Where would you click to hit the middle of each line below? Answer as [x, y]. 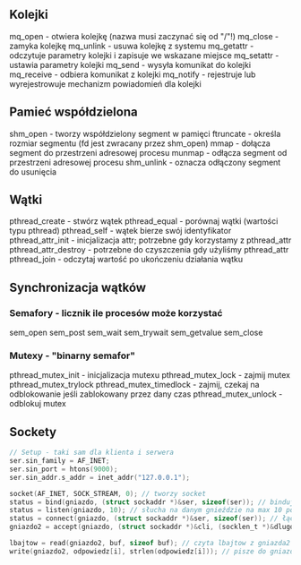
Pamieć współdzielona [73, 112]
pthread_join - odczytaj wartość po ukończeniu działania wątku [126, 260]
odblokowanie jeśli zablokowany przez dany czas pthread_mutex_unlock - [146, 394]
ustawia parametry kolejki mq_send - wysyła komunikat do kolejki [130, 64]
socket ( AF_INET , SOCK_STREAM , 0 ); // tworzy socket [107, 493]
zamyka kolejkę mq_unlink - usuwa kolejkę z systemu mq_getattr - [132, 46]
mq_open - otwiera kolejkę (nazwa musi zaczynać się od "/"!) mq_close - [144, 36]
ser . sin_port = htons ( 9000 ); [64, 469]
